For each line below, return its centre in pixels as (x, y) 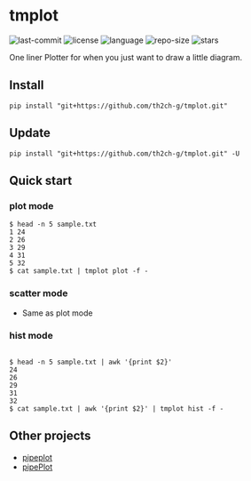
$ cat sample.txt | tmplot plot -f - (79, 271)
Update (30, 133)
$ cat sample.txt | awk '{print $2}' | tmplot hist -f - (117, 409)
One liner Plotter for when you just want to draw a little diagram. (125, 57)
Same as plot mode (57, 313)
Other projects (50, 436)
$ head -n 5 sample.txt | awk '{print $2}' (91, 362)
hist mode (31, 336)
